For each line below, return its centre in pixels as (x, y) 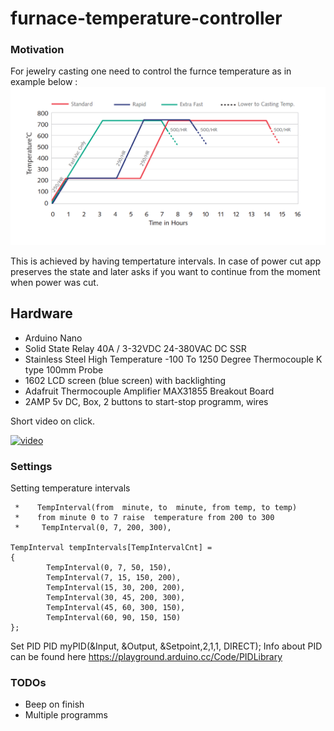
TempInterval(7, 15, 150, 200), (114, 578)
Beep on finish (54, 704)
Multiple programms (66, 715)
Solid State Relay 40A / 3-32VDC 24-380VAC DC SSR (135, 348)
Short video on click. (53, 421)
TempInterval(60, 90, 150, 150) (114, 618)
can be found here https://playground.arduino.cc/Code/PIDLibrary (146, 657)
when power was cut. (54, 282)
